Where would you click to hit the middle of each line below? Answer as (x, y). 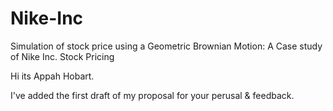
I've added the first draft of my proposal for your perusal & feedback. (152, 95)
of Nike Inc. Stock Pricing (62, 56)
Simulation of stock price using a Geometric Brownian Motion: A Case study (166, 46)
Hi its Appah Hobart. (52, 76)
